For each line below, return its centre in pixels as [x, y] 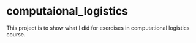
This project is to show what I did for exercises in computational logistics [98, 28]
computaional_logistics [67, 11]
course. [16, 34]
